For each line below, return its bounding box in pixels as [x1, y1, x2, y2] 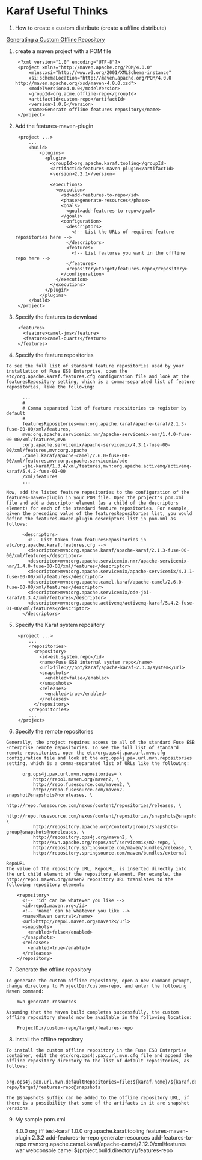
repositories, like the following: [6, 384, 96, 390]
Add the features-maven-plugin [14, 122, 94, 129]
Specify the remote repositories [14, 728, 94, 735]
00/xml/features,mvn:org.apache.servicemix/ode [6, 458, 128, 464]
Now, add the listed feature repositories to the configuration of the [6, 489, 189, 495]
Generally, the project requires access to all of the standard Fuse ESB [6, 739, 195, 745]
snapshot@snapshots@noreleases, [6, 792, 87, 798]
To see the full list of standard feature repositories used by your [6, 363, 185, 369]
